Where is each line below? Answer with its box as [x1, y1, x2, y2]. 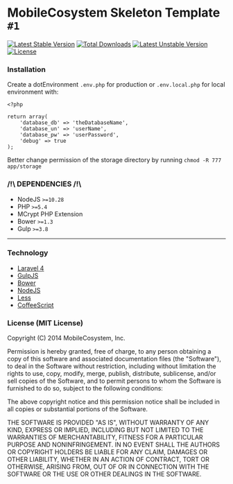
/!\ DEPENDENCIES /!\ [7, 179, 82, 189]
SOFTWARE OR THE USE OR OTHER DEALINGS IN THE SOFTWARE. [7, 470, 202, 478]
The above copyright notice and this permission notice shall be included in [7, 397, 220, 406]
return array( [7, 113, 49, 121]
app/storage [7, 163, 42, 171]
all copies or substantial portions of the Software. [7, 405, 148, 413]
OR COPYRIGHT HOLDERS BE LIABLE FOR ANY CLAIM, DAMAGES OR [7, 448, 208, 456]
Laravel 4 [17, 263, 44, 272]
